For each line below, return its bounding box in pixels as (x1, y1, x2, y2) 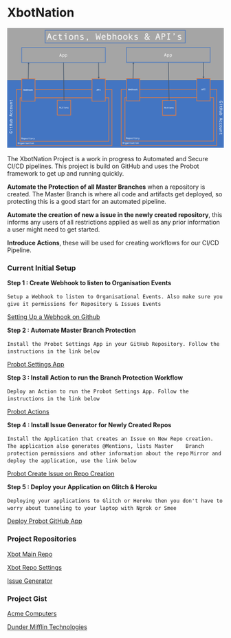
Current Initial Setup (7, 263, 76, 273)
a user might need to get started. (7, 225, 100, 234)
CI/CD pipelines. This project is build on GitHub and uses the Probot (7, 162, 199, 170)
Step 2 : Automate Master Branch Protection (7, 326, 136, 335)
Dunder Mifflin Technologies (7, 622, 87, 631)
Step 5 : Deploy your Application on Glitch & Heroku (7, 483, 157, 491)
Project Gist (7, 594, 47, 604)
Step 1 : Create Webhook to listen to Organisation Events (7, 279, 172, 287)
